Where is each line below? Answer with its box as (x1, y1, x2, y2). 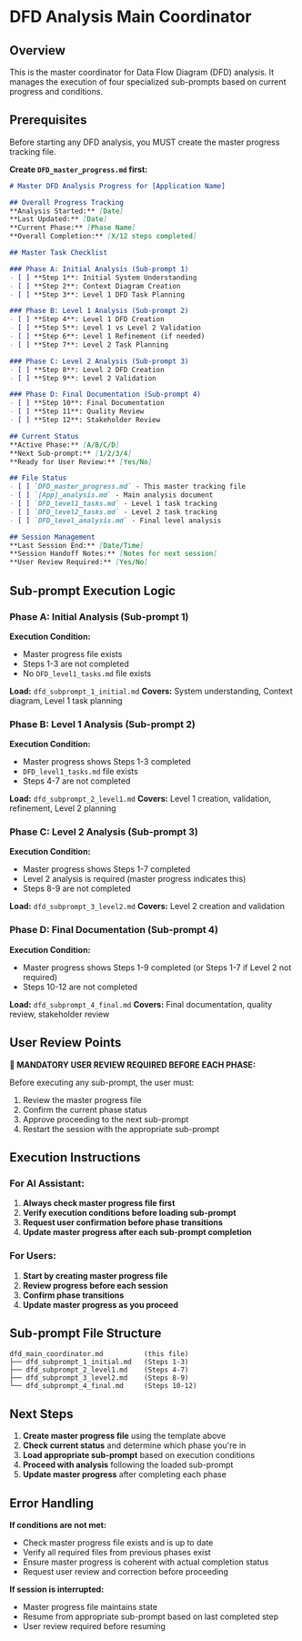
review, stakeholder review (9, 1008, 110, 1019)
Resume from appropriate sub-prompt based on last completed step (22, 1611, 279, 1622)
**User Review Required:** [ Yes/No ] (9, 558, 148, 567)
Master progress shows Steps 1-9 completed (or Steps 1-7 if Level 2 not (22, 962, 292, 973)
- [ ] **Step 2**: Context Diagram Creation (9, 281, 181, 290)
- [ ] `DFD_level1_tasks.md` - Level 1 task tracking (9, 499, 218, 509)
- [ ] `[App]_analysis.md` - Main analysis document (9, 491, 214, 500)
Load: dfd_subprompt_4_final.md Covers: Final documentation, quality (9, 998, 273, 1009)
